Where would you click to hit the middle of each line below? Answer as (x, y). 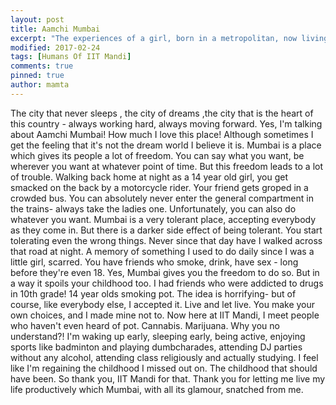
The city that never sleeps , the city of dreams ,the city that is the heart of (162, 113)
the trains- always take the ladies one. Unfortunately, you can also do (153, 208)
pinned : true (37, 76)
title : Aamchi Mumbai (55, 29)
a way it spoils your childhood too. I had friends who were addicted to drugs (167, 283)
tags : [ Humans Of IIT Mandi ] (71, 57)
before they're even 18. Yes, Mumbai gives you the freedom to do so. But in (165, 272)
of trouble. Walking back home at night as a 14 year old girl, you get (149, 177)
